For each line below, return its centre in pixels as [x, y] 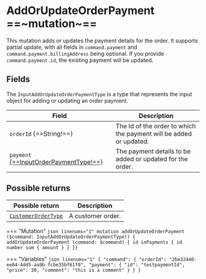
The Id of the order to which [156, 126]
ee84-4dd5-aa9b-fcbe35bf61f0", [46, 265]
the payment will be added [154, 133]
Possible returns [38, 188]
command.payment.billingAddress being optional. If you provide [85, 53]
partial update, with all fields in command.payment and [72, 47]
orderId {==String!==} [41, 133]
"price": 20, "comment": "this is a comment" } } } [74, 270]
